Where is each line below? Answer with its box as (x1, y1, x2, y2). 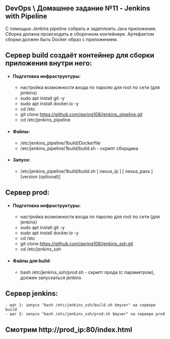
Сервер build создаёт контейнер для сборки (5, 51, 154, 60)
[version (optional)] (20, 173, 61, 179)
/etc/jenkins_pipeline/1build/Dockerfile (20, 140, 101, 146)
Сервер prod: (5, 188, 50, 197)
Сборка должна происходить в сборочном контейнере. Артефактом (5, 30, 154, 37)
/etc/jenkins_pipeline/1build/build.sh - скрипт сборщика (20, 145, 138, 151)
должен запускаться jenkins (20, 274, 81, 281)
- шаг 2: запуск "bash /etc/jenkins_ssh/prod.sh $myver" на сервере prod (5, 312, 165, 317)
